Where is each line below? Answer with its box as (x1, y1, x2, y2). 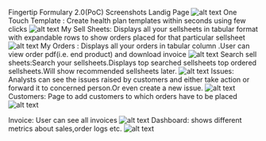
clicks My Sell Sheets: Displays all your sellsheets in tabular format (8, 25, 258, 33)
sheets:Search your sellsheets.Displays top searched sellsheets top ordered (8, 58, 256, 67)
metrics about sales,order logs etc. (8, 124, 122, 133)
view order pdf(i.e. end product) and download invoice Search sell (8, 50, 257, 59)
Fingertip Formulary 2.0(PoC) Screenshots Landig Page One (8, 8, 237, 17)
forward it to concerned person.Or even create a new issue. (8, 83, 204, 93)
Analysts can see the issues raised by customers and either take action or (8, 75, 250, 84)
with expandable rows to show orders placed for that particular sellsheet (8, 32, 245, 42)
